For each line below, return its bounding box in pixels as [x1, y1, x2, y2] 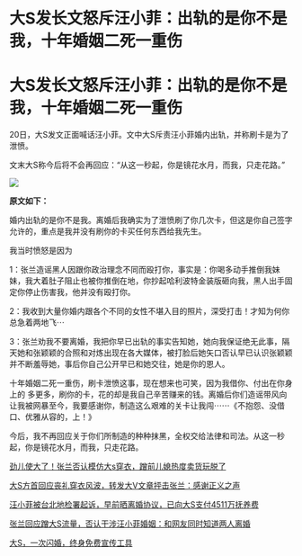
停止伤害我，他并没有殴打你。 [24, 287, 136, 298]
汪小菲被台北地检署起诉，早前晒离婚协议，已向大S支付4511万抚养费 [9, 499, 259, 510]
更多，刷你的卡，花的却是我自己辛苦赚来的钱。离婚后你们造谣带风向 [34, 389, 288, 400]
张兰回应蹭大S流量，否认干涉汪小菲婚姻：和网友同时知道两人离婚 [9, 518, 251, 529]
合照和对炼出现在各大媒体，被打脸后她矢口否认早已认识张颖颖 [64, 347, 293, 358]
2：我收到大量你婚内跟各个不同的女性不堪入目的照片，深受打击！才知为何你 [9, 306, 290, 317]
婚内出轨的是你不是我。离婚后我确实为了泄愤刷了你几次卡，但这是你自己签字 [9, 215, 293, 226]
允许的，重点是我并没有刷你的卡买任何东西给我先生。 [9, 226, 207, 237]
